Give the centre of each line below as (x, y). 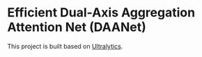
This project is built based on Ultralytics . (65, 46)
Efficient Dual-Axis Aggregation (101, 13)
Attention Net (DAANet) (77, 27)
